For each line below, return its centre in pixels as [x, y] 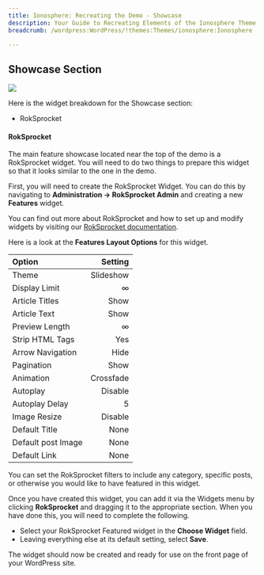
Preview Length [41, 327]
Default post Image [47, 443]
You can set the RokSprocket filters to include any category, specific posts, [130, 475]
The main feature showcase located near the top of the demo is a [115, 154]
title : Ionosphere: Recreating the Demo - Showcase [95, 15]
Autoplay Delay [40, 404]
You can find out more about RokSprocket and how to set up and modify [126, 219]
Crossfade [110, 379]
